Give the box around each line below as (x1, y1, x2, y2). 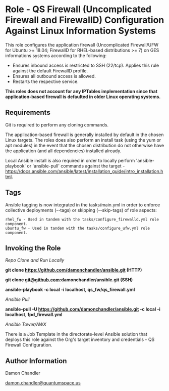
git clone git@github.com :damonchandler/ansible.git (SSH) (5, 277, 133, 283)
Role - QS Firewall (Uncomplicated (5, 4, 152, 15)
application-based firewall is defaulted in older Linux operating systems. (5, 94, 161, 100)
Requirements (5, 108, 50, 117)
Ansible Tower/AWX (5, 321, 46, 327)
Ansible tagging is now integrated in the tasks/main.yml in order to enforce (5, 201, 160, 208)
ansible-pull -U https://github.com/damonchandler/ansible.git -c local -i (5, 306, 160, 312)
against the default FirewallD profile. (12, 67, 88, 74)
